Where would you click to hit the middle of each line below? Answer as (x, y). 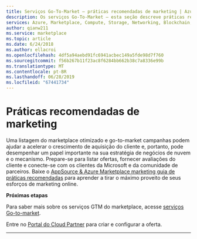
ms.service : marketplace (36, 33)
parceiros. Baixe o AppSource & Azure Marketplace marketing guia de (91, 171)
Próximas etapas (27, 195)
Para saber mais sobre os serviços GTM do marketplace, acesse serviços (95, 207)
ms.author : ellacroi (31, 50)
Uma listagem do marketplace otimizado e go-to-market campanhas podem (98, 140)
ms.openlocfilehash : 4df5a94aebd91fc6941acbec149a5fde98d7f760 (85, 55)
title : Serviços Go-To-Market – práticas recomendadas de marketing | (94, 11)
